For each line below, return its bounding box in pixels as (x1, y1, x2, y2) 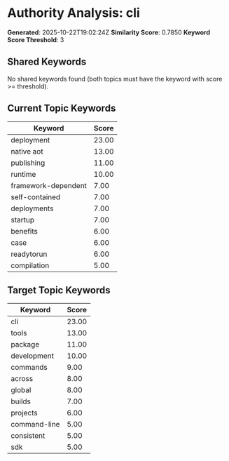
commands (11, 363, 48, 373)
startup (11, 215, 35, 225)
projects (11, 408, 39, 418)
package (11, 340, 40, 349)
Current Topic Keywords (7, 102, 116, 114)
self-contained (11, 192, 61, 201)
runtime (11, 169, 36, 179)
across (11, 374, 34, 384)
